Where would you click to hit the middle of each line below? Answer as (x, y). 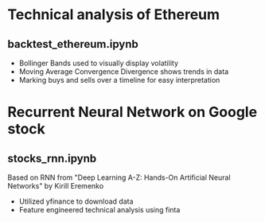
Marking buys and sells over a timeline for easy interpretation (119, 80)
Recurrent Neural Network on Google (132, 112)
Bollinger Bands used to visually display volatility (98, 63)
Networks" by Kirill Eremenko (56, 186)
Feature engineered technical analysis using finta (99, 210)
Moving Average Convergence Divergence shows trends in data (123, 72)
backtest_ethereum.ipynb (73, 44)
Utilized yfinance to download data (76, 201)
